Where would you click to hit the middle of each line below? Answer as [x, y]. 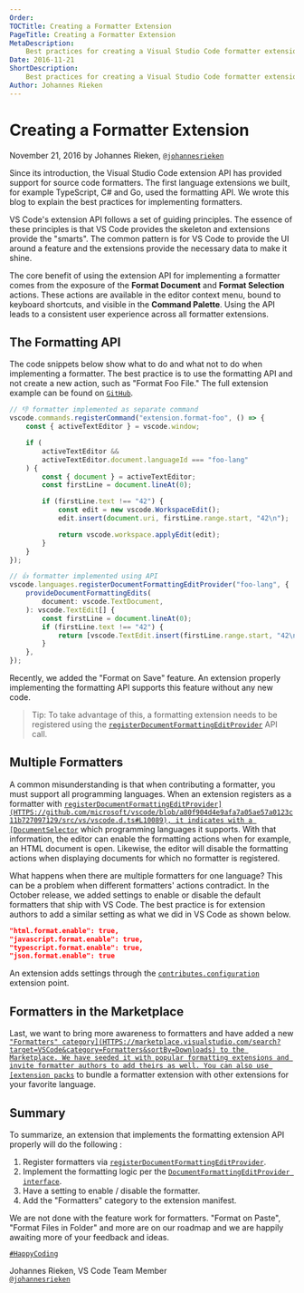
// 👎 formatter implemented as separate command [104, 410]
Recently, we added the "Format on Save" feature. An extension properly [145, 678]
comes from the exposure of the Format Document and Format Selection [147, 285]
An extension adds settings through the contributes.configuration [134, 973]
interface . [42, 1181]
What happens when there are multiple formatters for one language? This [146, 875]
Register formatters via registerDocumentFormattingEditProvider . [144, 1162]
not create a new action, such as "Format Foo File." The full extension [139, 384]
